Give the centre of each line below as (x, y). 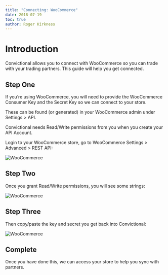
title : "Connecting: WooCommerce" (42, 10)
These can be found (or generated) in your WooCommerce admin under (80, 112)
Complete (21, 250)
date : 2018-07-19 (24, 15)
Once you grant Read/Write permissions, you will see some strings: (75, 186)
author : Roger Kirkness (30, 24)
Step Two (20, 174)
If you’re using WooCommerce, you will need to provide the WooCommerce (84, 97)
